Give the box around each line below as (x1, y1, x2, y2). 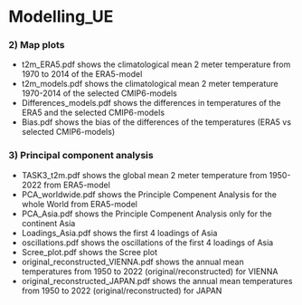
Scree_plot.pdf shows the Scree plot (21, 246, 157, 257)
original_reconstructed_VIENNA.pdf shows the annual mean (21, 256, 245, 267)
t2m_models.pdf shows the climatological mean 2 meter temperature (21, 79, 279, 90)
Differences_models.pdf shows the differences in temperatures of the (21, 98, 281, 109)
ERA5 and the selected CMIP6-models (21, 107, 165, 119)
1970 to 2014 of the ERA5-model (21, 69, 143, 80)
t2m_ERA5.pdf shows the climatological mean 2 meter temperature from (21, 59, 291, 70)
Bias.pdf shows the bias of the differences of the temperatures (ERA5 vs (21, 117, 291, 128)
